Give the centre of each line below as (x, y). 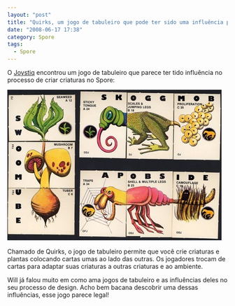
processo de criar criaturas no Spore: (61, 80)
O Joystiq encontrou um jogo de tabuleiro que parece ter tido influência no (115, 72)
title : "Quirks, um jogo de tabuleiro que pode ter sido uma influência (115, 22)
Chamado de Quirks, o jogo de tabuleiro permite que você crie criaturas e (113, 251)
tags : (15, 44)
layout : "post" (29, 15)
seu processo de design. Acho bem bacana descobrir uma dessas (103, 287)
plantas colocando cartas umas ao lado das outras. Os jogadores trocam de (116, 259)
